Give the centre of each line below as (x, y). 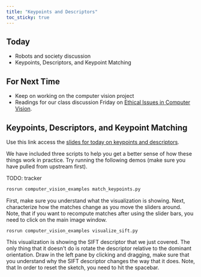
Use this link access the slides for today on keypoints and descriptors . (93, 142)
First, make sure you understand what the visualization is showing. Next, (96, 200)
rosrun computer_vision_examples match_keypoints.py (73, 189)
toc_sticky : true (28, 17)
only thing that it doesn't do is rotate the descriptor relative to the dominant (99, 248)
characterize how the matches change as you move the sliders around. (94, 207)
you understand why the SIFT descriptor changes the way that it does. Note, (100, 261)
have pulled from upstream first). (47, 166)
